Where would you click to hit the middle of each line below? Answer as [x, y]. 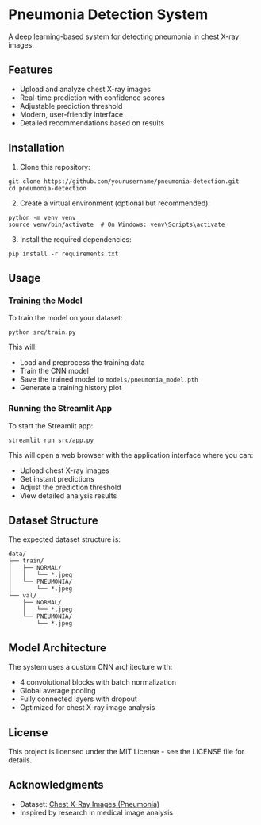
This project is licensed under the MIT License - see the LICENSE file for [126, 751]
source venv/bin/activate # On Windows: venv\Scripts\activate [117, 224]
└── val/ [23, 596]
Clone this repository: [55, 167]
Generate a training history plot [70, 388]
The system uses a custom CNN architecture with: [90, 667]
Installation [36, 148]
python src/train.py [42, 332]
